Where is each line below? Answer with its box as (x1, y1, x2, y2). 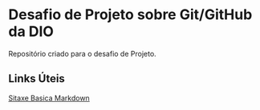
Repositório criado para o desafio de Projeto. (8, 49, 156, 58)
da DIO (8, 22, 55, 41)
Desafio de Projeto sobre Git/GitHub (8, 6, 253, 24)
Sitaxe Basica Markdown (8, 93, 90, 103)
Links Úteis (8, 72, 66, 85)
